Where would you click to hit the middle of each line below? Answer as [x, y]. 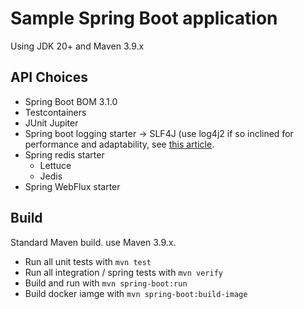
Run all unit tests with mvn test [88, 261]
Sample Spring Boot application [144, 18]
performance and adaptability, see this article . [119, 144]
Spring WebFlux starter [72, 186]
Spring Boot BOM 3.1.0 [71, 101]
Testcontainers [55, 112]
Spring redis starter [64, 154]
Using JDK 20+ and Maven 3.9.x [77, 46]
